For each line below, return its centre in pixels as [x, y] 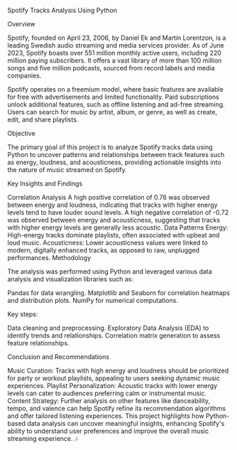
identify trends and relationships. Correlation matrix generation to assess [114, 336]
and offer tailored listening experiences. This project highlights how [106, 416]
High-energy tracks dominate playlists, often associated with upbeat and [114, 235]
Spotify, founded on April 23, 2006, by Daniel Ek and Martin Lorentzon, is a [117, 38]
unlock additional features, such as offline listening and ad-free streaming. [116, 105]
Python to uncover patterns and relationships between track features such [116, 155]
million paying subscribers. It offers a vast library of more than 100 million [115, 60]
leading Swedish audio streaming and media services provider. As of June [116, 45]
